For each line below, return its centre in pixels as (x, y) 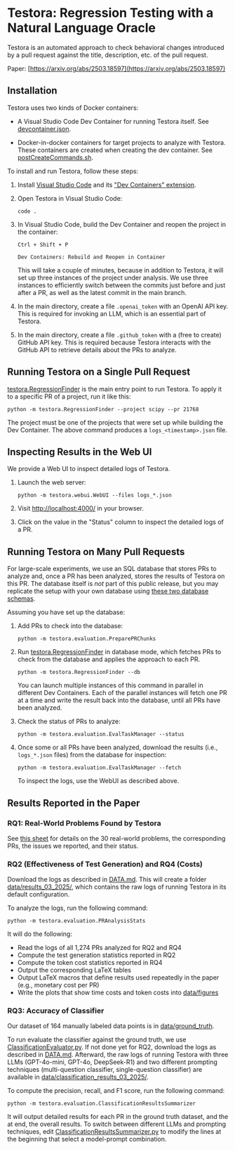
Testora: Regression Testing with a (110, 13)
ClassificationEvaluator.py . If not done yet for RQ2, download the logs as (112, 1047)
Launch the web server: (52, 482)
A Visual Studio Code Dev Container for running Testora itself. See (113, 121)
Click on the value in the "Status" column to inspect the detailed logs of (121, 522)
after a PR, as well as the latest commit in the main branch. (102, 292)
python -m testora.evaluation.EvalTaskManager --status (101, 735)
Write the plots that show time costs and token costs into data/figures (118, 993)
